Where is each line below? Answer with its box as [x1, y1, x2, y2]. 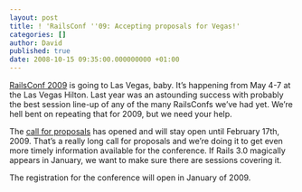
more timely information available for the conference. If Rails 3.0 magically [9, 145, 287, 156]
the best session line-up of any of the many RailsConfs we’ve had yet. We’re [9, 99, 294, 109]
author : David [9, 38, 63, 48]
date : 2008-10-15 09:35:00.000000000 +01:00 [9, 55, 180, 64]
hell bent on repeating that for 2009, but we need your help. [9, 109, 232, 119]
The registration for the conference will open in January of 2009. [9, 172, 251, 183]
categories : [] [9, 30, 67, 39]
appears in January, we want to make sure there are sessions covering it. [9, 155, 282, 165]
